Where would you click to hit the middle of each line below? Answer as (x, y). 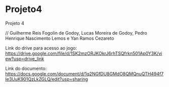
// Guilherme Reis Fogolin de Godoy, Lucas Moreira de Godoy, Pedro (76, 33)
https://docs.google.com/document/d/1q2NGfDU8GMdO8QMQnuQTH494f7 (84, 73)
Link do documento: (26, 68)
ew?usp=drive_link (25, 58)
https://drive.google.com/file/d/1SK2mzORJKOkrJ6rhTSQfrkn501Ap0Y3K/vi (84, 53)
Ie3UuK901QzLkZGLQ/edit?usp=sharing (47, 79)
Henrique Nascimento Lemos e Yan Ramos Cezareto (60, 38)
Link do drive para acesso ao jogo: (41, 48)
